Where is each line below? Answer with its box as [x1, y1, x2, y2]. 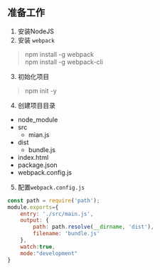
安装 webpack [17, 36, 55, 44]
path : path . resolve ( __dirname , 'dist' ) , [33, 223, 154, 231]
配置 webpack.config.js [17, 183, 85, 191]
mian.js [28, 130, 50, 139]
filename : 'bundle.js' [33, 230, 100, 237]
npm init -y [24, 86, 57, 94]
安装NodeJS [17, 27, 55, 36]
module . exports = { [7, 203, 59, 211]
